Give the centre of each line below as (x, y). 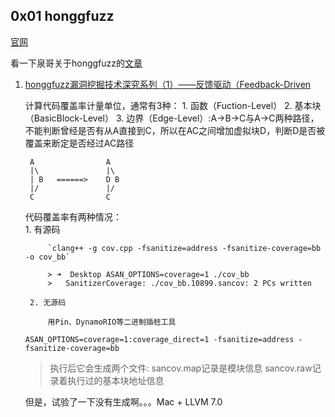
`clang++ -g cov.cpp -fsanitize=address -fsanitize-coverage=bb (184, 248)
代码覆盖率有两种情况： (73, 216)
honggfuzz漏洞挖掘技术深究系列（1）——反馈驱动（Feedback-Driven (168, 84)
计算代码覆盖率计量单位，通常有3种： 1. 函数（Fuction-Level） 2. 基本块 (173, 105)
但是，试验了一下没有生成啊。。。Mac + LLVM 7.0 (123, 401)
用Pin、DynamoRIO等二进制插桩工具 (112, 322)
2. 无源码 (48, 302)
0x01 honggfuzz (62, 16)
